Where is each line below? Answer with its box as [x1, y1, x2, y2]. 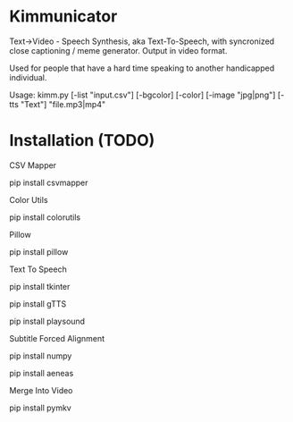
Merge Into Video [9, 384, 73, 395]
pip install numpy [9, 350, 72, 361]
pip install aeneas [9, 367, 74, 378]
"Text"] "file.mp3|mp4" [21, 98, 105, 109]
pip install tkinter [9, 281, 71, 291]
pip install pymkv [9, 402, 71, 413]
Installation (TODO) [9, 131, 155, 151]
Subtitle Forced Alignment [9, 333, 105, 343]
